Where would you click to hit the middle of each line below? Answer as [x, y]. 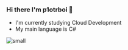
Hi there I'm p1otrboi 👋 [40, 10]
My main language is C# [45, 29]
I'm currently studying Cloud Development [68, 23]
